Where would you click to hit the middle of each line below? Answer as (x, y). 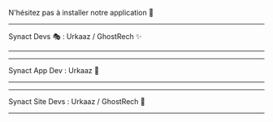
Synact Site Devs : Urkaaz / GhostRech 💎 (77, 101)
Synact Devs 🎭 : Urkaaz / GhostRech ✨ (75, 36)
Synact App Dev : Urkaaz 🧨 (54, 70)
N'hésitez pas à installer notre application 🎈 (81, 13)
